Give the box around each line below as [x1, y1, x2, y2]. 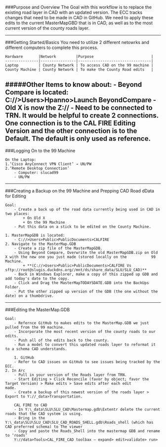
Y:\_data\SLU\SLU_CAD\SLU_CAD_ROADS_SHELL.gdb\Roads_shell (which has [5, 420, 154, 425]
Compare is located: [5, 88, 69, 97]
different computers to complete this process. [5, 44, 98, 50]
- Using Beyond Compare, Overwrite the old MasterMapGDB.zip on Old [14, 250, 158, 255]
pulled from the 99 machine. [5, 325, 65, 330]
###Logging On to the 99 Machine [5, 148, 76, 154]
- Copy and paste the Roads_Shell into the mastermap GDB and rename [14, 428, 161, 434]
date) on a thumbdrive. [5, 293, 54, 298]
